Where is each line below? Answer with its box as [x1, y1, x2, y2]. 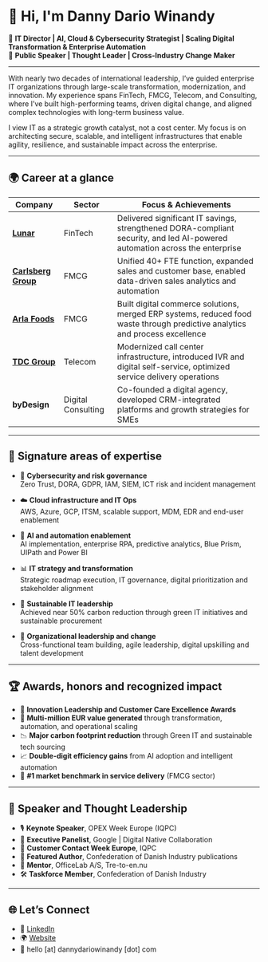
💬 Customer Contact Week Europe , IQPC [19, 843, 157, 853]
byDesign [12, 399, 49, 410]
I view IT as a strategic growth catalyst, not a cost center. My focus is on [8, 123, 246, 132]
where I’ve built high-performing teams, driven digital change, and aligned [8, 99, 253, 108]
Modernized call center [116, 341, 204, 352]
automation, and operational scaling [19, 722, 138, 731]
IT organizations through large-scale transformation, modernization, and [8, 81, 246, 91]
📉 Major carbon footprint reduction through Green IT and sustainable [19, 731, 253, 740]
